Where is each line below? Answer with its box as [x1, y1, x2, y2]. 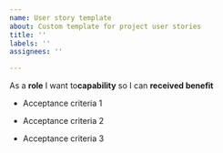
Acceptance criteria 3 [22, 133, 105, 144]
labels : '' [9, 38, 51, 48]
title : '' [9, 30, 47, 39]
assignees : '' [9, 47, 64, 56]
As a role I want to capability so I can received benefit [9, 80, 214, 91]
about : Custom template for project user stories [9, 22, 202, 31]
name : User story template [9, 13, 112, 23]
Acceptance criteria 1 [22, 97, 103, 109]
